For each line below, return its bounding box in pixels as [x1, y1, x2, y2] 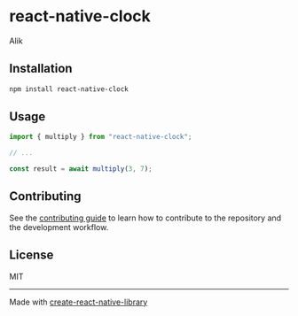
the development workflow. [9, 221, 109, 232]
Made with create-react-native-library [9, 297, 148, 307]
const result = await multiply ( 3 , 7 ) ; [9, 165, 153, 173]
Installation [9, 61, 73, 76]
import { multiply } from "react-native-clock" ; [9, 133, 192, 142]
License [9, 248, 54, 263]
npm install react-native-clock [9, 84, 129, 94]
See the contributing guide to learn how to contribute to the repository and [9, 212, 282, 223]
